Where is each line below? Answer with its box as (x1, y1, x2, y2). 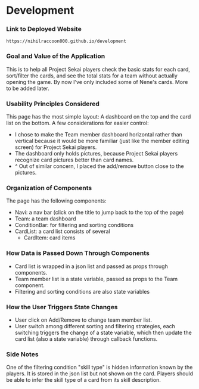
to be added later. (6, 85, 49, 92)
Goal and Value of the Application (6, 52, 105, 60)
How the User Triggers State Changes (6, 303, 118, 311)
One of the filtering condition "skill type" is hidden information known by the (6, 364, 193, 371)
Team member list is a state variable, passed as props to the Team (14, 275, 178, 282)
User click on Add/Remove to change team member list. (14, 316, 152, 323)
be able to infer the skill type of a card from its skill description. (6, 376, 161, 384)
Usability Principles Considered (6, 99, 100, 108)
